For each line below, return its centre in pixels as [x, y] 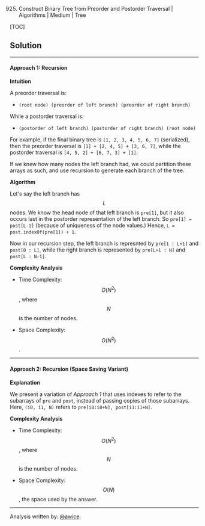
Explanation [25, 382]
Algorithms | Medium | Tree [52, 15]
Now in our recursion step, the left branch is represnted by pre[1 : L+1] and [104, 244]
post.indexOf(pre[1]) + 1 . [43, 232]
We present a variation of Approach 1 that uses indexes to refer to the [96, 394]
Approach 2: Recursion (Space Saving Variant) [69, 369]
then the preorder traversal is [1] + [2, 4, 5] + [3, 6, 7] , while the [96, 146]
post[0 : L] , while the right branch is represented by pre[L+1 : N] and [97, 250]
